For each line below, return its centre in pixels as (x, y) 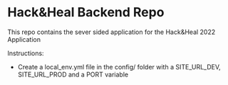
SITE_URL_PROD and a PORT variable (73, 74)
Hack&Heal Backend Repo (86, 12)
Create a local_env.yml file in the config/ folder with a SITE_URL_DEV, (119, 67)
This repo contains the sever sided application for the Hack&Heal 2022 (112, 32)
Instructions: (26, 53)
